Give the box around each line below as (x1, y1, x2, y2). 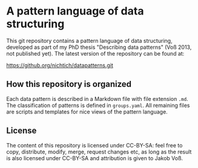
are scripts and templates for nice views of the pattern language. (6, 108, 168, 115)
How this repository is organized (6, 79, 132, 89)
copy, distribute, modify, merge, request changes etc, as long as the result (6, 148, 192, 155)
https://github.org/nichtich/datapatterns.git (6, 62, 113, 69)
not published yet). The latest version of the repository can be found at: (6, 50, 185, 57)
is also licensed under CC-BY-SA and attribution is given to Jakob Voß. (6, 154, 183, 161)
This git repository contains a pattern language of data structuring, (6, 37, 173, 44)
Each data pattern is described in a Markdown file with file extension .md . (6, 95, 189, 102)
